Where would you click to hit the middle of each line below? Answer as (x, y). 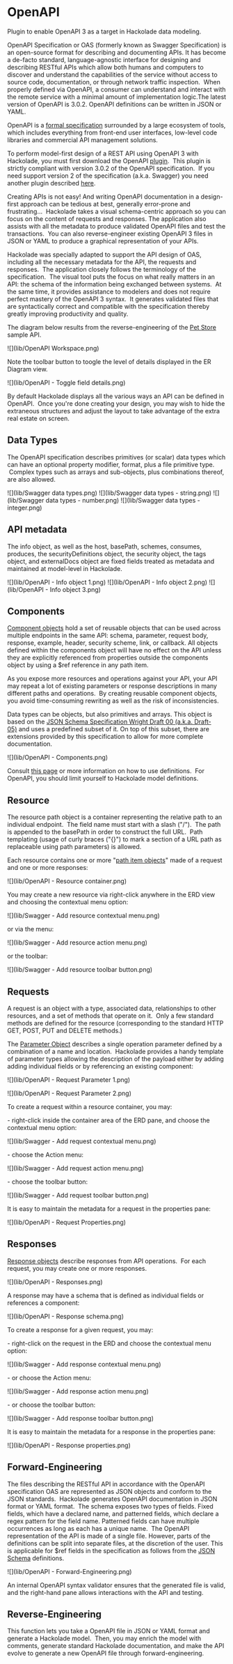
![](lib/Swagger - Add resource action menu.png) (78, 942)
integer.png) (25, 507)
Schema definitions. (36, 1558)
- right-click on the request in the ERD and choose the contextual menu (109, 1343)
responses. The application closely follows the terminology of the (102, 269)
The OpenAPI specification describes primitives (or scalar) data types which (116, 457)
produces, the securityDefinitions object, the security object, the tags (107, 554)
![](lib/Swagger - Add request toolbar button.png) (78, 1195)
